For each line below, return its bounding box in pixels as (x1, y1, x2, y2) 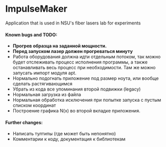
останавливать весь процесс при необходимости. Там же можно (12, 65, 156, 71)
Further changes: (5, 119, 43, 125)
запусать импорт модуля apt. (12, 70, 76, 76)
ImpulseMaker (5, 3, 68, 15)
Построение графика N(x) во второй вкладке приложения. (12, 108, 141, 114)
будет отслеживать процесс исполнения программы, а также (12, 59, 148, 65)
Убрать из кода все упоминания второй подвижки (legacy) (12, 86, 141, 92)
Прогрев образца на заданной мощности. (12, 43, 107, 49)
